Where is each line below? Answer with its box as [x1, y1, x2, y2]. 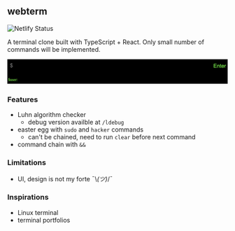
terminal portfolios [17, 216, 71, 224]
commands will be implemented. [7, 45, 101, 53]
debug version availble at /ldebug [27, 118, 124, 127]
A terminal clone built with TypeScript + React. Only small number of [7, 38, 205, 46]
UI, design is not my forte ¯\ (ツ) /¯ [17, 174, 113, 183]
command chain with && [17, 140, 86, 149]
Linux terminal [17, 208, 59, 216]
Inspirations [7, 192, 49, 202]
